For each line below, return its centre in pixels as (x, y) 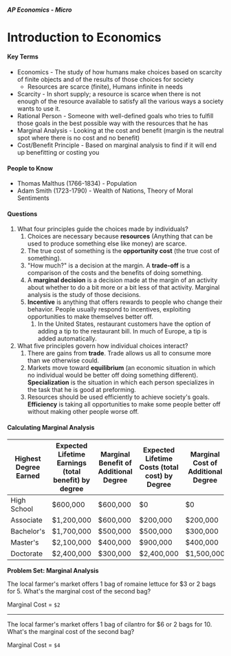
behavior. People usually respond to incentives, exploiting (109, 309)
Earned (28, 476)
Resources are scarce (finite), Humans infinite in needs (105, 87)
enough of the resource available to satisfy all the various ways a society (120, 101)
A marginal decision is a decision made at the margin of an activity (122, 280)
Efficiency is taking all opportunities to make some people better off (124, 404)
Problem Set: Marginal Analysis (53, 570)
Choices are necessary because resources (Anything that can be (120, 237)
